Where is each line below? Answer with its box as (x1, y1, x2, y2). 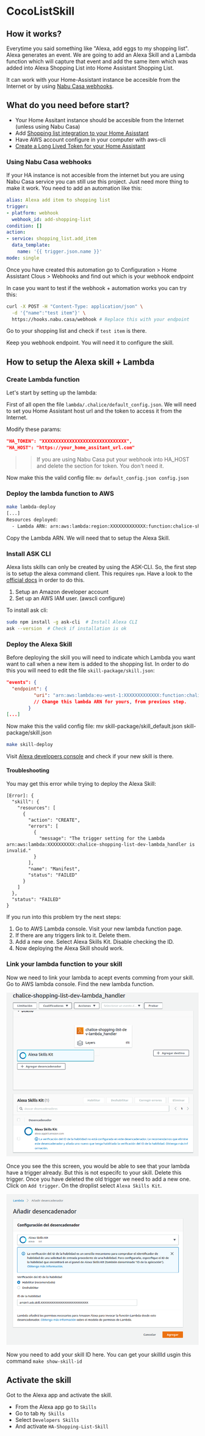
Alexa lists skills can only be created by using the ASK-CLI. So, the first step (6, 564, 197, 571)
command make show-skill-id (6, 1357, 82, 1365)
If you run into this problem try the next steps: (6, 913, 121, 921)
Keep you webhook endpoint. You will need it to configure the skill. (6, 339, 174, 346)
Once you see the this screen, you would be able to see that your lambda (6, 1162, 190, 1170)
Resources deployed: (6, 517, 59, 523)
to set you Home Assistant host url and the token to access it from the (6, 407, 182, 415)
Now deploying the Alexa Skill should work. (15, 945, 124, 952)
